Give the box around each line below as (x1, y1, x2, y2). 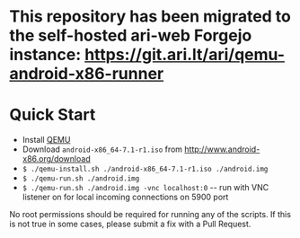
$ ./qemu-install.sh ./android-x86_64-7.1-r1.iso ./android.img (22, 164, 269, 174)
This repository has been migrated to (9, 6, 292, 27)
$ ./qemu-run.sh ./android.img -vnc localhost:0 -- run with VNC (22, 182, 269, 193)
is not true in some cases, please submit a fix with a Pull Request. (9, 218, 251, 230)
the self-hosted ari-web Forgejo (9, 25, 252, 46)
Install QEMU (22, 135, 71, 145)
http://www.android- (183, 144, 260, 154)
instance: (9, 45, 82, 65)
